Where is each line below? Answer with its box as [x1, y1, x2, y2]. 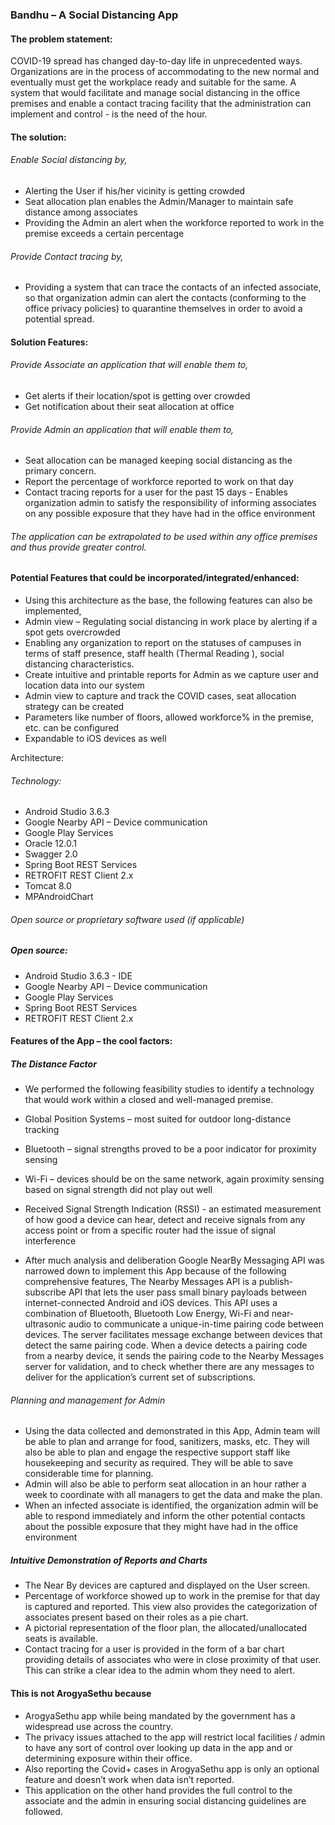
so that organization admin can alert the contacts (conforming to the [24, 292, 307, 304]
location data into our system [24, 679, 145, 691]
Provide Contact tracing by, [10, 250, 124, 262]
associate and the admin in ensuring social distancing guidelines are [24, 1794, 307, 1807]
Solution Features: [10, 336, 89, 348]
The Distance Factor [10, 1058, 97, 1070]
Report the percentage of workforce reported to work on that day [24, 476, 294, 488]
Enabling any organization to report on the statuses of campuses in [24, 636, 302, 648]
